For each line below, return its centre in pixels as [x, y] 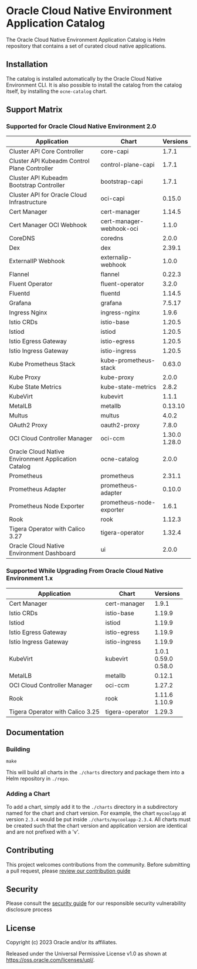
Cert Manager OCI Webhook [48, 225]
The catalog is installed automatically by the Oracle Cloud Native [84, 78]
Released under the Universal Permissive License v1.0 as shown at [86, 954]
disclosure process [29, 910]
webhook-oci [120, 229]
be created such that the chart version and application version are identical [97, 825]
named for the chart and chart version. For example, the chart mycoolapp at [96, 813]
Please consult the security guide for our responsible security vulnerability [96, 903]
